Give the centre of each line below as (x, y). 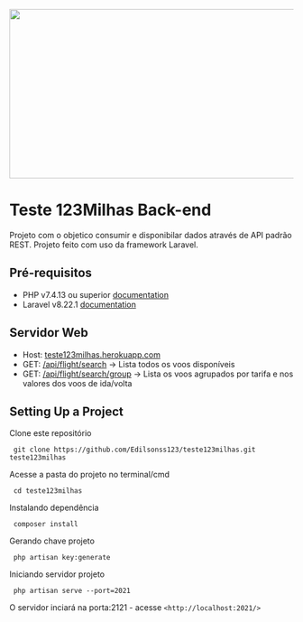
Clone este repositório (50, 433)
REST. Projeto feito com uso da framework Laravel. (104, 245)
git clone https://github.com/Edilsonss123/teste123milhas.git (134, 450)
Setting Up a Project (66, 411)
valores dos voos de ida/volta (77, 383)
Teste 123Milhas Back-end (110, 210)
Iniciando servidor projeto (57, 574)
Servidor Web (49, 333)
